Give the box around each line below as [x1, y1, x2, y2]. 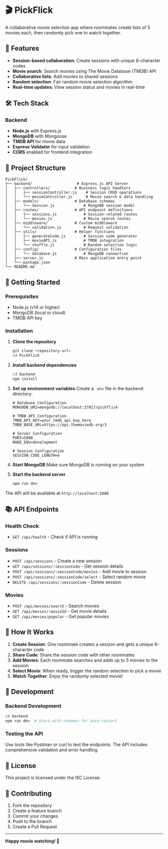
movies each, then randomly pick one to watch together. [5, 29, 121, 35]
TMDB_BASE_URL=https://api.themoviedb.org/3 [12, 422, 107, 427]
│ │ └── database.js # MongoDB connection [5, 251, 128, 256]
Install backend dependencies [12, 362, 76, 368]
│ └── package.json [5, 260, 50, 265]
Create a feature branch [12, 808, 62, 814]
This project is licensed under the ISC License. [5, 775, 101, 781]
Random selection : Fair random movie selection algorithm [12, 78, 132, 84]
